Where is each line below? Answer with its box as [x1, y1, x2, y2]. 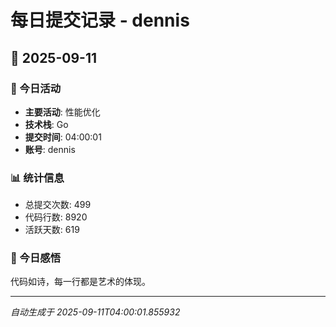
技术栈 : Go [24, 118, 69, 130]
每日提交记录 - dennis [10, 9, 190, 32]
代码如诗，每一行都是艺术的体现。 [10, 276, 151, 288]
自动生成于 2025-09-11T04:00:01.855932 [10, 306, 181, 318]
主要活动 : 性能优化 [24, 106, 101, 118]
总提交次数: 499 [24, 199, 92, 211]
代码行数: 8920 [24, 211, 88, 223]
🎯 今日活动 [10, 81, 62, 95]
